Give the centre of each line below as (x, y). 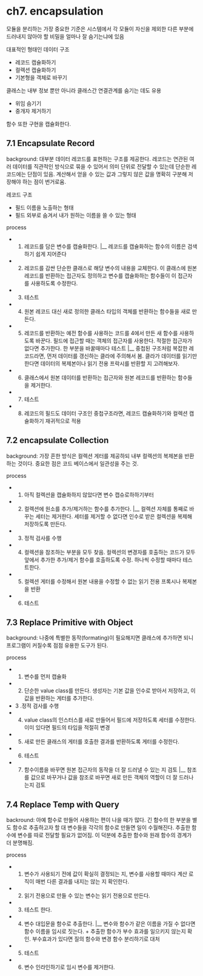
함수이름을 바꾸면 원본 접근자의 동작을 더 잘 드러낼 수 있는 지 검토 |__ (105, 770)
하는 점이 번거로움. (44, 181)
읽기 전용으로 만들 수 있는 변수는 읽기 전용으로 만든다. (87, 896)
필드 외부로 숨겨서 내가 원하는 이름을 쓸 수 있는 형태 (75, 215)
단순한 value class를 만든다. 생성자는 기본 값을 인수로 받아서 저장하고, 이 (110, 691)
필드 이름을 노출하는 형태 (44, 207)
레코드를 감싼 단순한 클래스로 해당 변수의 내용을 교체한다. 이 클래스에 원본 (111, 268)
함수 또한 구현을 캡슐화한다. (39, 124)
